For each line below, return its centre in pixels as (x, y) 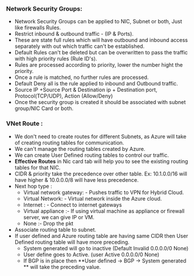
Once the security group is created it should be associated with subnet (100, 102)
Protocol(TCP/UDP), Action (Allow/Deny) (64, 96)
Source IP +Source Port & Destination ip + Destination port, (86, 90)
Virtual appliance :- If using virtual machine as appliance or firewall (104, 211)
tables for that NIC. (37, 167)
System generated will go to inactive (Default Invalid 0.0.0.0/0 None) (106, 248)
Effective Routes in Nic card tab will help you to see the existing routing (101, 161)
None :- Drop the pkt (48, 223)
